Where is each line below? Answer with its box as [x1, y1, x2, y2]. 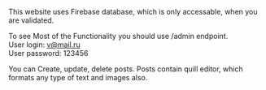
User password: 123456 [8, 49, 89, 58]
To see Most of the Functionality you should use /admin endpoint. [8, 32, 229, 41]
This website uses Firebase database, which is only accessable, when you [8, 7, 258, 16]
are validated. [8, 15, 55, 25]
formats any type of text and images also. [8, 73, 148, 82]
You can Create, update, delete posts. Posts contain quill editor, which [8, 64, 243, 74]
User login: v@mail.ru [8, 40, 81, 49]
